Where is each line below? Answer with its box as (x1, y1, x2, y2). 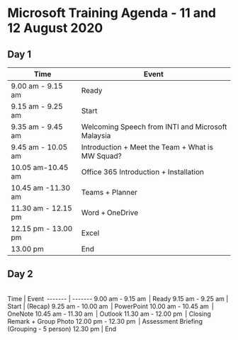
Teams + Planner (81, 188, 138, 197)
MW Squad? (81, 151, 122, 161)
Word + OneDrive (81, 208, 139, 217)
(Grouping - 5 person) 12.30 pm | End (7, 324, 117, 333)
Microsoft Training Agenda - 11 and (7, 5, 216, 21)
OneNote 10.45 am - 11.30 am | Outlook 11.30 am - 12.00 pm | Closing (7, 310, 211, 318)
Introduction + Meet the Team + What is (81, 142, 214, 152)
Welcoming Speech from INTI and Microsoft (81, 122, 227, 132)
